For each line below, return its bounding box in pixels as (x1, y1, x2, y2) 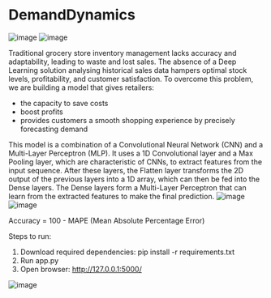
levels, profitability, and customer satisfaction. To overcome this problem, (8, 74, 254, 83)
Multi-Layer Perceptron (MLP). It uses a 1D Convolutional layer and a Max (8, 148, 254, 158)
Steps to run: (8, 231, 52, 241)
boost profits (19, 107, 63, 117)
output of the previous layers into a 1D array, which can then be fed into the (8, 174, 260, 184)
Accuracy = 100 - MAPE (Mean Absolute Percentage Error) (8, 215, 205, 225)
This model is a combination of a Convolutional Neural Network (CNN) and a (8, 139, 264, 149)
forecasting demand (19, 124, 88, 134)
